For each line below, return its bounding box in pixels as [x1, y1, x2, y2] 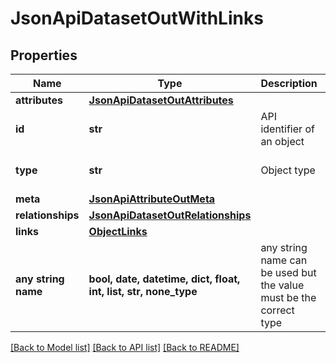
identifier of [260, 122, 315, 136]
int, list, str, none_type [88, 285, 198, 298]
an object [260, 135, 305, 148]
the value [260, 278, 305, 292]
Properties [10, 47, 78, 64]
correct [260, 303, 295, 317]
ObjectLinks [88, 225, 148, 238]
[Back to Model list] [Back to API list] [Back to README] [10, 342, 240, 353]
